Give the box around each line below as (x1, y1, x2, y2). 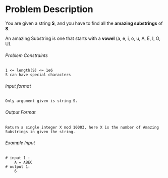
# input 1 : (5, 155, 30, 160)
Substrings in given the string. (5, 129, 76, 134)
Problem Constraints (5, 52, 48, 58)
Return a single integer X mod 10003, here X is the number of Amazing (5, 125, 159, 130)
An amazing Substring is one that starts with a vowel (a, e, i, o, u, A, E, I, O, (5, 35, 160, 41)
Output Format (5, 109, 36, 115)
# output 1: (5, 164, 30, 169)
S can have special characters (5, 72, 71, 78)
